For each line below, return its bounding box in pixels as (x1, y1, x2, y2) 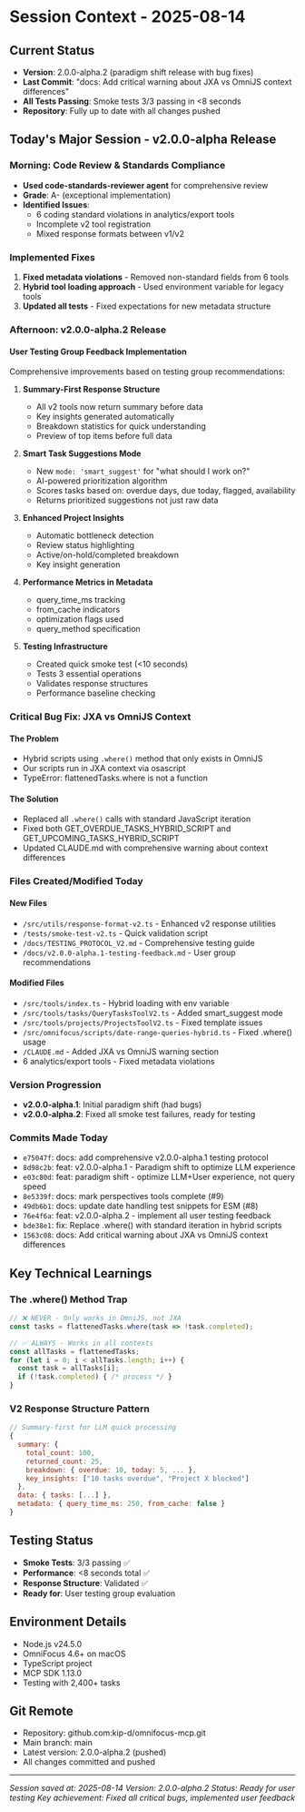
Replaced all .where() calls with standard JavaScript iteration (22, 813, 251, 825)
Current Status (9, 43, 95, 58)
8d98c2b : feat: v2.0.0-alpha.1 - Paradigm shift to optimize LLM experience (22, 1162, 296, 1173)
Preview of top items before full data (35, 431, 172, 442)
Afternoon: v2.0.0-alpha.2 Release (9, 323, 166, 336)
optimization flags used (35, 614, 124, 625)
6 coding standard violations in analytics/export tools (35, 209, 235, 219)
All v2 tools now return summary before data (35, 402, 204, 412)
